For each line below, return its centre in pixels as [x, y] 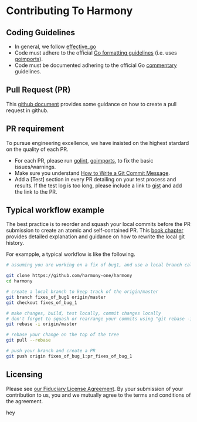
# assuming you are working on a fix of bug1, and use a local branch [94, 265]
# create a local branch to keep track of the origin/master [82, 292]
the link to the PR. [36, 191]
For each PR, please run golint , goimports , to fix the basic [84, 160]
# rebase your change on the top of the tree [62, 335]
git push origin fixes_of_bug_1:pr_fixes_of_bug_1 [69, 356]
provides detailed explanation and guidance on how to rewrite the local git [96, 237]
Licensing [24, 375]
